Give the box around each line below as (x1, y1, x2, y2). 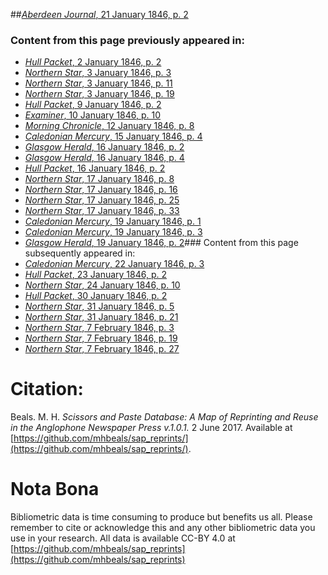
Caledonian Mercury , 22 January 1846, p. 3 (24, 258, 205, 270)
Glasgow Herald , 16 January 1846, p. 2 (24, 141, 185, 153)
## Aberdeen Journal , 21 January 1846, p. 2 (10, 9, 189, 20)
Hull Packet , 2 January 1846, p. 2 (24, 56, 162, 68)
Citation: (10, 378, 84, 401)
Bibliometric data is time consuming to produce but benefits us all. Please (10, 511, 313, 523)
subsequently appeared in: (24, 247, 136, 259)
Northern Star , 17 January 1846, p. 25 (24, 194, 180, 206)
